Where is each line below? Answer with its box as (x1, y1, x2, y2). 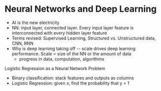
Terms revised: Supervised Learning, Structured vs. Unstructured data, (11, 35, 156, 41)
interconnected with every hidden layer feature (11, 30, 107, 36)
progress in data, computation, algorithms (19, 56, 104, 62)
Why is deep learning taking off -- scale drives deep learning (11, 45, 136, 51)
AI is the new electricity (11, 20, 60, 25)
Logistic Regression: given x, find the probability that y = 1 (11, 80, 129, 86)
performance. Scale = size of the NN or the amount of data (11, 50, 131, 57)
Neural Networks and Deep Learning (4, 3, 157, 15)
